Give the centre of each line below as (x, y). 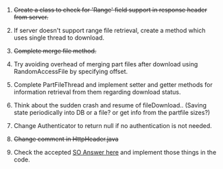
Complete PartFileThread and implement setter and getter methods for (113, 84)
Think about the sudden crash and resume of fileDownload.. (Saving (110, 105)
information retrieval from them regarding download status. (97, 92)
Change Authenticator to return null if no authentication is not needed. (113, 126)
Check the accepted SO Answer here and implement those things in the (115, 152)
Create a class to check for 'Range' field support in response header (110, 10)
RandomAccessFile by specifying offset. (71, 71)
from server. (31, 17)
